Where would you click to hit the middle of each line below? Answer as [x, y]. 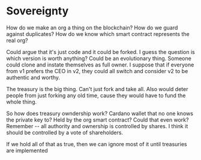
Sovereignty [37, 11]
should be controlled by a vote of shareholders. [65, 132]
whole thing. [22, 102]
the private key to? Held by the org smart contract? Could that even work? [97, 120]
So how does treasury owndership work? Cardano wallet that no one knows [100, 113]
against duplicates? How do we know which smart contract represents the [98, 34]
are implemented [27, 150]
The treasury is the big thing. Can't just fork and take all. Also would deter [97, 89]
